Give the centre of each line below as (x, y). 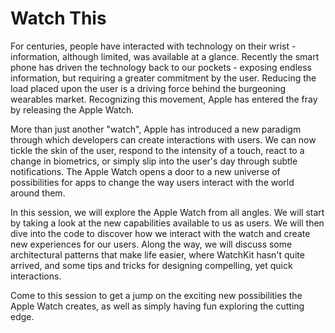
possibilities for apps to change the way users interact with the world (152, 182)
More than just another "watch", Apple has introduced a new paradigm (156, 129)
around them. (38, 193)
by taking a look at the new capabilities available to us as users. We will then (167, 223)
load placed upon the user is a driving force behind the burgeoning (148, 88)
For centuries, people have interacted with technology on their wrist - (153, 46)
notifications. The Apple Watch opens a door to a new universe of (145, 171)
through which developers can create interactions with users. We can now (163, 139)
